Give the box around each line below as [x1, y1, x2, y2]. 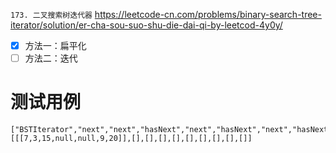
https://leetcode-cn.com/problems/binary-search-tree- [94, 9, 322, 20]
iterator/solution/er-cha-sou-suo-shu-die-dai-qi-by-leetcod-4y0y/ [10, 19, 283, 31]
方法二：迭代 [24, 52, 78, 64]
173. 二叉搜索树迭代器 [10, 10, 93, 20]
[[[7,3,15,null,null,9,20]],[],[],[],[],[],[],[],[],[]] [10, 134, 253, 144]
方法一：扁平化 [24, 40, 87, 51]
